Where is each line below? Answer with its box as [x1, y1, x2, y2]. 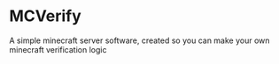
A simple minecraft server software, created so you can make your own [9, 35, 270, 46]
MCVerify [9, 6, 81, 26]
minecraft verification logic [9, 44, 107, 54]
